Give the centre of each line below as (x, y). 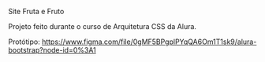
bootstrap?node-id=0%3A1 (52, 50)
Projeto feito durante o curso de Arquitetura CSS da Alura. (103, 26)
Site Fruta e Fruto (36, 11)
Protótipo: (24, 42)
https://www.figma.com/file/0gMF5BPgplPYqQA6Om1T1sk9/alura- (149, 42)
